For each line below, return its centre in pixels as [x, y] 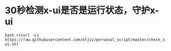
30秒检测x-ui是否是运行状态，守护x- [82, 10]
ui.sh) [12, 44]
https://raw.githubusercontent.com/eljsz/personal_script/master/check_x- [86, 40]
